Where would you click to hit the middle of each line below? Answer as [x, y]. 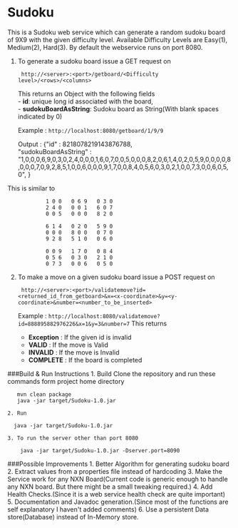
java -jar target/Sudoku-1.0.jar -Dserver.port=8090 [100, 450]
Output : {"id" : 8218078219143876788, [75, 144]
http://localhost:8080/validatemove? [104, 316]
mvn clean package [44, 394]
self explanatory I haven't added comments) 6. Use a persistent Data [108, 509]
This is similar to [31, 188]
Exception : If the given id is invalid [80, 337]
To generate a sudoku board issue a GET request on [94, 61]
